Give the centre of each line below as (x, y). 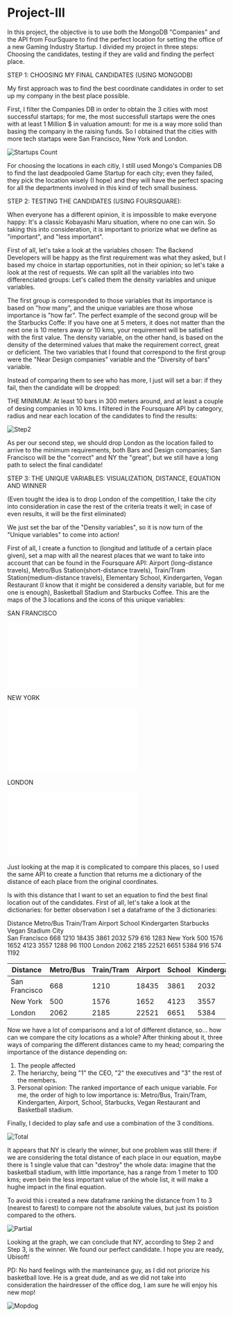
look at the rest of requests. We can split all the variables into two (101, 272)
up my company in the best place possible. (69, 96)
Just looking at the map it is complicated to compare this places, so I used (113, 867)
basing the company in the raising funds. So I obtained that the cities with (112, 131)
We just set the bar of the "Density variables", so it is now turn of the (105, 527)
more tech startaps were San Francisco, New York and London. (98, 138)
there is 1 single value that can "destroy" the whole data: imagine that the (112, 1164)
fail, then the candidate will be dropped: (64, 387)
